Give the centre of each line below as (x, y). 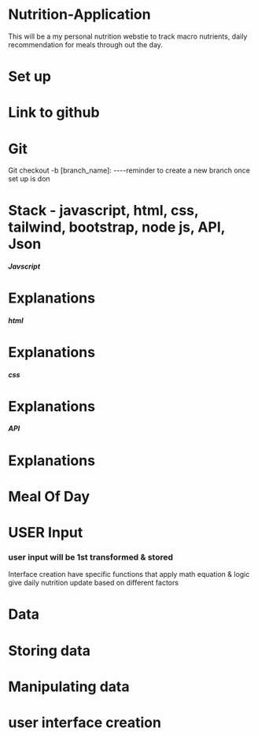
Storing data (49, 651)
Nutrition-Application (79, 15)
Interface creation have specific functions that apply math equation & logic (129, 574)
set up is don (29, 179)
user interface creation (85, 722)
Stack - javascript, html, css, (103, 211)
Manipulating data (69, 686)
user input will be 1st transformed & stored (91, 557)
